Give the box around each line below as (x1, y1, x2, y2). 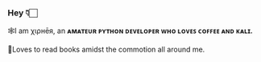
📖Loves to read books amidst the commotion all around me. (7, 44, 205, 55)
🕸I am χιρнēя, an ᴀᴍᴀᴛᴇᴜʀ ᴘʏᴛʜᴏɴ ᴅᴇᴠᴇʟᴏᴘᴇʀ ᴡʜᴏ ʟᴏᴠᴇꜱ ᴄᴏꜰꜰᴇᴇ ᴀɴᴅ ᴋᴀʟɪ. (7, 26, 253, 35)
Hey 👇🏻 (7, 7, 38, 19)
